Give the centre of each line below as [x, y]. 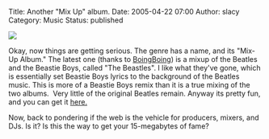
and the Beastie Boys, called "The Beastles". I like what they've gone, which [134, 68]
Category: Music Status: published [66, 20]
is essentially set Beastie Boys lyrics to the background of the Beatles [124, 76]
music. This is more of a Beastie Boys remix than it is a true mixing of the [129, 85]
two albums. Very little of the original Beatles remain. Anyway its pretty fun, [134, 93]
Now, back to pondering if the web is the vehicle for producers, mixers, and [134, 117]
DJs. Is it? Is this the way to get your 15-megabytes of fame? [109, 126]
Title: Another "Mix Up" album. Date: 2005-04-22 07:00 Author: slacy [124, 12]
